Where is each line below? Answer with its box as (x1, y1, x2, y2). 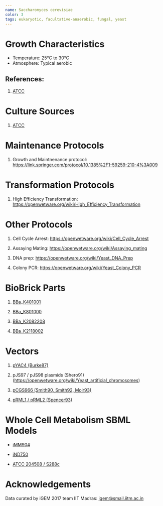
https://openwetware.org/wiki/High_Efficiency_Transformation (12, 201, 140, 207)
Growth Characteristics (5, 38, 105, 50)
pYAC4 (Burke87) (12, 362, 49, 368)
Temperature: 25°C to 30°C (12, 55, 69, 61)
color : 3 (5, 12, 24, 17)
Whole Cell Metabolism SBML (5, 414, 131, 426)
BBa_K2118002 (12, 328, 44, 334)
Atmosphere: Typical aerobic (12, 60, 72, 66)
